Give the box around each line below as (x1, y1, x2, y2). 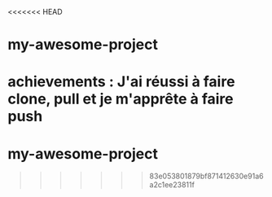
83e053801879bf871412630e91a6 (149, 171, 264, 182)
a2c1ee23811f (149, 180, 195, 190)
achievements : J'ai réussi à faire (7, 72, 235, 91)
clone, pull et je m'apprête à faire (7, 90, 234, 108)
